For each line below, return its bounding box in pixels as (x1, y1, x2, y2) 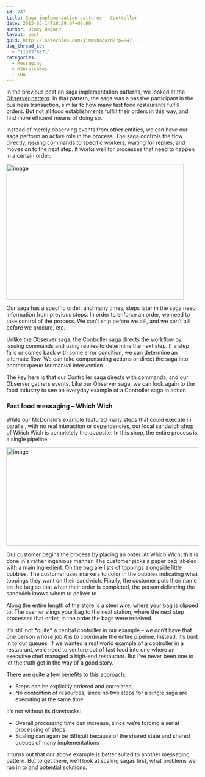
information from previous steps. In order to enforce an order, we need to (6, 311, 190, 319)
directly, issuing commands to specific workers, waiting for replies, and (6, 139, 185, 147)
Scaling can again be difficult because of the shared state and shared (15, 732, 190, 740)
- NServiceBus (12, 65, 48, 72)
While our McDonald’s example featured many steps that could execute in (6, 416, 192, 423)
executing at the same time (15, 695, 84, 703)
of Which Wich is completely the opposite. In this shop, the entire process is (6, 429, 198, 436)
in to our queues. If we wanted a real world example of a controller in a (6, 639, 184, 647)
